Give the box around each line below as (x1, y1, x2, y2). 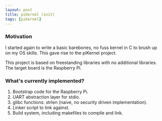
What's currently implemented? (5, 77, 84, 84)
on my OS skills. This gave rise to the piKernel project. (5, 49, 117, 55)
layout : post (5, 7, 33, 12)
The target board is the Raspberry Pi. (5, 64, 82, 70)
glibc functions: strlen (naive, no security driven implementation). (12, 99, 147, 105)
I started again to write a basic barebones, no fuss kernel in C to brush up (5, 44, 157, 50)
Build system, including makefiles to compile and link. (12, 109, 123, 115)
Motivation (5, 33, 33, 40)
